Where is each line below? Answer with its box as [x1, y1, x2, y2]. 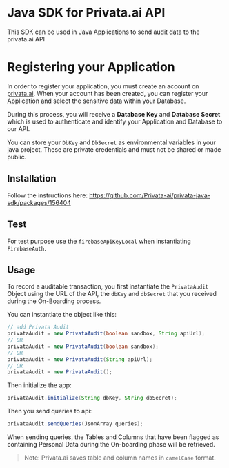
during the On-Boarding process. [7, 297, 101, 305]
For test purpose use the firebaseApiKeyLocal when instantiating [7, 237, 191, 245]
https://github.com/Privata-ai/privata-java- [89, 191, 210, 199]
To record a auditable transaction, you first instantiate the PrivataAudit [7, 282, 209, 291]
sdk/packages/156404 [7, 198, 71, 206]
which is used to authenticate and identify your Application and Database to [7, 117, 223, 126]
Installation [7, 173, 57, 184]
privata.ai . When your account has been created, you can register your [7, 89, 208, 97]
